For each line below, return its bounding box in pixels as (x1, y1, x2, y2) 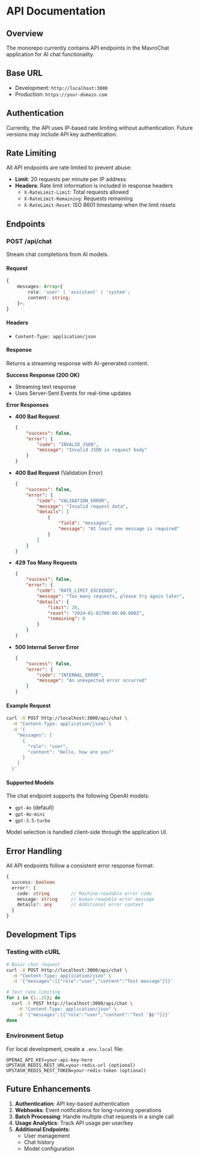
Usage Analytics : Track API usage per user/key (14, 1119, 133, 1127)
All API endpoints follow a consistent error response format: (6, 862, 155, 869)
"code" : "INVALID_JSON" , (37, 441, 99, 447)
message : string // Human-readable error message (17, 896, 155, 902)
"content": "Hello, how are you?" (28, 749, 114, 755)
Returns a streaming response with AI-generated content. (6, 359, 149, 366)
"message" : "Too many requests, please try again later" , (37, 593, 185, 599)
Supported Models (6, 779, 54, 786)
